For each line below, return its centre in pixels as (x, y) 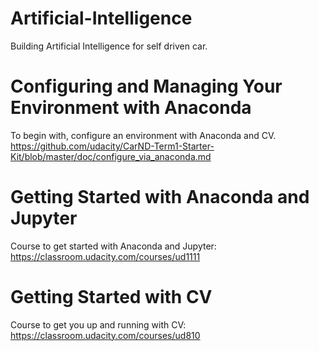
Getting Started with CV (111, 297)
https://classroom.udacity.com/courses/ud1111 (105, 256)
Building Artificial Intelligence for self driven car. (109, 46)
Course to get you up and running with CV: (98, 324)
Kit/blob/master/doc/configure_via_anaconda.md (111, 156)
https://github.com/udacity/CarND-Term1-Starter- (112, 146)
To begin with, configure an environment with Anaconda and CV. (143, 135)
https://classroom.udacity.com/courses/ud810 (105, 335)
